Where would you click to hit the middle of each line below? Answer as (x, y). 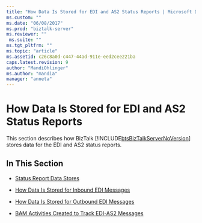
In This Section (35, 164)
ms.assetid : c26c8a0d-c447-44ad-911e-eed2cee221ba (71, 57)
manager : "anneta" (29, 79)
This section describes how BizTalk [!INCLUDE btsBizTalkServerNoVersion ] (99, 139)
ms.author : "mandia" (32, 74)
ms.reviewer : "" (26, 34)
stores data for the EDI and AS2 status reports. (64, 145)
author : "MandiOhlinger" (37, 68)
